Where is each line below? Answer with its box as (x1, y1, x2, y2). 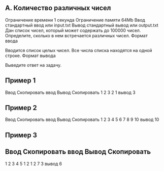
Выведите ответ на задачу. (5, 62, 62, 68)
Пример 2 (5, 104, 37, 112)
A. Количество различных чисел (5, 4, 111, 12)
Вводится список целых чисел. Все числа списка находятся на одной (5, 47, 152, 53)
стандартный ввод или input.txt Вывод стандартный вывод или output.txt (5, 22, 159, 28)
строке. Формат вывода (5, 53, 56, 58)
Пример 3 (5, 131, 37, 139)
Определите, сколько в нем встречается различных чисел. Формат (5, 32, 148, 38)
